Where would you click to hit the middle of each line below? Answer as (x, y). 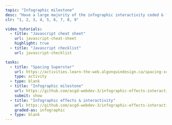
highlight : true (32, 43)
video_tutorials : (24, 29)
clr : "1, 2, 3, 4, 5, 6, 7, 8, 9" (42, 20)
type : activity (31, 77)
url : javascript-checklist (43, 53)
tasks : (12, 62)
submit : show (28, 96)
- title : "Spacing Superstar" (42, 67)
